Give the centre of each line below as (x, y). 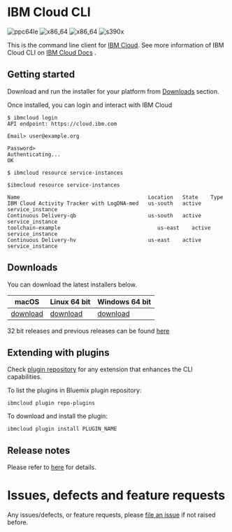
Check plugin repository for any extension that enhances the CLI (100, 369)
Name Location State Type (115, 197)
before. (18, 522)
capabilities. (24, 377)
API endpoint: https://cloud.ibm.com (62, 124)
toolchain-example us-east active (109, 228)
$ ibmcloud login (32, 117)
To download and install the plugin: (58, 416)
